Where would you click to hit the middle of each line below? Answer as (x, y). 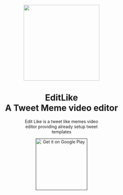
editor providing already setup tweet (61, 127)
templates (61, 131)
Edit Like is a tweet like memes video (61, 121)
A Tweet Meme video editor (61, 108)
